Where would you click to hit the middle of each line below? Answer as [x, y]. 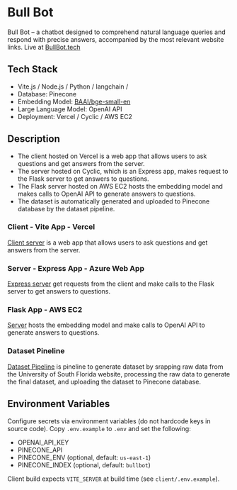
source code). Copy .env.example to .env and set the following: [99, 428]
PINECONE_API [40, 450]
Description [34, 139]
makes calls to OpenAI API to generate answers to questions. [106, 194]
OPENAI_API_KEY [43, 442]
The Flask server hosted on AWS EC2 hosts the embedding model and [120, 186]
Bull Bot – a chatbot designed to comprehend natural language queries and [117, 32]
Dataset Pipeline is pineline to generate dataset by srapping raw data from [115, 367]
